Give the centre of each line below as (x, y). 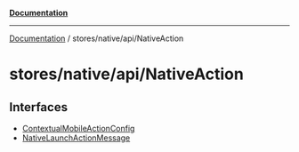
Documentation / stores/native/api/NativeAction (97, 38)
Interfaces (39, 107)
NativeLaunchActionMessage (76, 138)
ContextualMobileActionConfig (78, 128)
